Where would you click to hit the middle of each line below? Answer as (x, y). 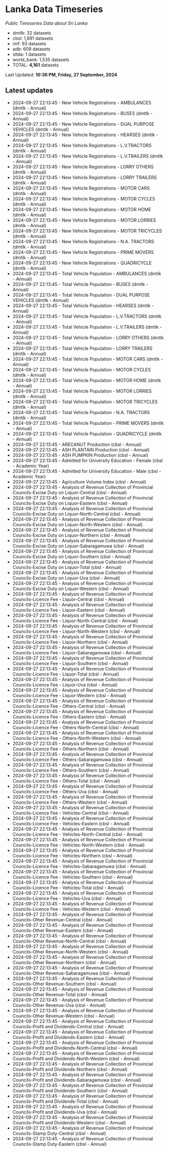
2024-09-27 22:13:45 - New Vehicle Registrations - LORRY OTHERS (83, 166)
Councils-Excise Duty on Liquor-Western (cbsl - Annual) (71, 589)
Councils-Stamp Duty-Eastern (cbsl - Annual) (60, 1144)
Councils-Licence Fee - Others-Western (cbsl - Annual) (70, 802)
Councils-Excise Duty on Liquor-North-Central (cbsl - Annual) (76, 514)
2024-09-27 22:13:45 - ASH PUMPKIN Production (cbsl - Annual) (80, 455)
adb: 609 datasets (31, 49)
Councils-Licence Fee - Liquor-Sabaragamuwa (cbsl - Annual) (77, 652)
